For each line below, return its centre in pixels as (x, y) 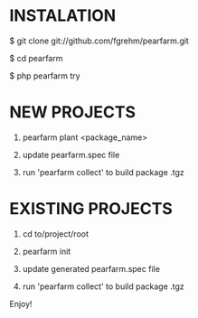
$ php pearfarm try (45, 75)
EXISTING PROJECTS (91, 209)
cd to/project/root (55, 234)
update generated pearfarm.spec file (91, 268)
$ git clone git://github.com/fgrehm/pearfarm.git (99, 41)
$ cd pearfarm (36, 58)
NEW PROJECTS (73, 112)
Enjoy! (21, 304)
